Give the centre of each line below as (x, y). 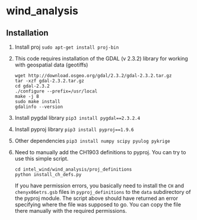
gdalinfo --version (39, 107)
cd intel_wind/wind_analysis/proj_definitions (73, 170)
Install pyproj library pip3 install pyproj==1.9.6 (74, 129)
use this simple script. (42, 159)
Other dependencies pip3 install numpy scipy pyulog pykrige (92, 141)
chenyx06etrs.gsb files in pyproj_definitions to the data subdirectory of (103, 192)
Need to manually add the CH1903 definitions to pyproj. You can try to (100, 152)
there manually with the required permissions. (71, 211)
